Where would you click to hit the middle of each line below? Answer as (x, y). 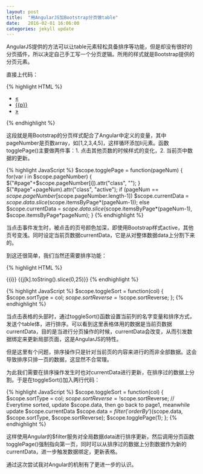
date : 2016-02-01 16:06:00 (43, 23)
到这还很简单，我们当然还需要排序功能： (56, 256)
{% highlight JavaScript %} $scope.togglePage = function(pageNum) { (95, 170)
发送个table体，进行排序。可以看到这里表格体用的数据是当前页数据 (89, 324)
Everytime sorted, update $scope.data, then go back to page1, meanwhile (98, 405)
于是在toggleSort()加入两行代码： (58, 380)
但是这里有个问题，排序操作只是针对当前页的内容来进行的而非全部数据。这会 (101, 352)
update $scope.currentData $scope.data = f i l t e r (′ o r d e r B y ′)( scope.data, (95, 411)
